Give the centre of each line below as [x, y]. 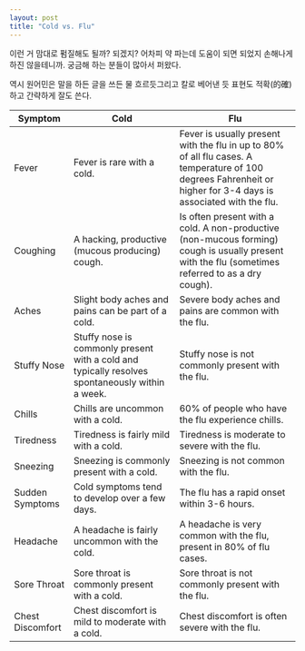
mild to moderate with [119, 621]
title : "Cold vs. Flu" [52, 26]
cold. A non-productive [229, 228]
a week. [90, 393]
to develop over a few [119, 498]
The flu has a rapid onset [232, 492]
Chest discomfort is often [233, 616]
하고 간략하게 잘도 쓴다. [51, 95]
